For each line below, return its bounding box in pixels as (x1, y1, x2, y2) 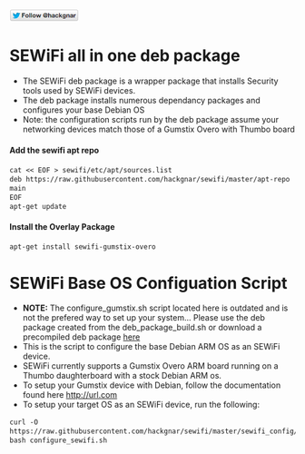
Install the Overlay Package (9, 221, 115, 232)
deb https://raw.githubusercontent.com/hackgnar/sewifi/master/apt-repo (9, 175, 290, 184)
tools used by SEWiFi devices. (22, 84, 136, 95)
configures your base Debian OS (22, 104, 145, 115)
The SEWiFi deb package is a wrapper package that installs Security (22, 75, 279, 86)
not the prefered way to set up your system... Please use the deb (22, 312, 265, 323)
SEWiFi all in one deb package (9, 45, 241, 66)
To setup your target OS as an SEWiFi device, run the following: (22, 400, 261, 410)
